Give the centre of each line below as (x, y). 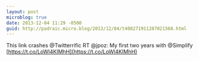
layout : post (23, 12)
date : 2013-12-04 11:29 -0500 (44, 23)
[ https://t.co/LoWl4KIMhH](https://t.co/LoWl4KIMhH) (72, 52)
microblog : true (26, 17)
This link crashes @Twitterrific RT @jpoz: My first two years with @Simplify (100, 45)
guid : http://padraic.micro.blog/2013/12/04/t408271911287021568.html (96, 28)
